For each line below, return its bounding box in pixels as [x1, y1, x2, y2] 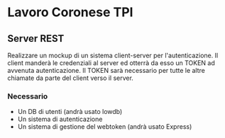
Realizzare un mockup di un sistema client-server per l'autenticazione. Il [7, 51, 219, 59]
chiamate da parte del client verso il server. [7, 74, 133, 82]
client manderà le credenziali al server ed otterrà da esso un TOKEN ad [7, 59, 215, 67]
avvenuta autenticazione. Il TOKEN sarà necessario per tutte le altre [7, 67, 206, 74]
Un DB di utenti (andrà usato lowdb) [17, 108, 123, 116]
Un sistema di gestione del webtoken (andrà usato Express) [17, 122, 192, 131]
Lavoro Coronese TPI [7, 4, 133, 21]
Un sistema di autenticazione [17, 115, 103, 124]
